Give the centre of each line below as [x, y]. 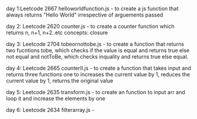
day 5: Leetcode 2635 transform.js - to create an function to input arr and [96, 92]
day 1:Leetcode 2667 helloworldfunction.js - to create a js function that [92, 9]
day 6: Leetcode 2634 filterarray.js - [50, 110]
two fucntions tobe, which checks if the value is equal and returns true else [98, 50]
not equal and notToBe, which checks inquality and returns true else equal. [97, 57]
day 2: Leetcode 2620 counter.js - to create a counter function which [90, 26]
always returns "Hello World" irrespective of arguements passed [85, 15]
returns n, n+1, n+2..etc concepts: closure [57, 33]
